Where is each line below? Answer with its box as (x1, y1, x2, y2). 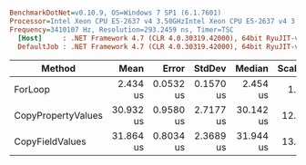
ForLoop (14, 83, 50, 96)
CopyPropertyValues (14, 110, 103, 122)
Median (235, 63, 269, 75)
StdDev (194, 63, 227, 75)
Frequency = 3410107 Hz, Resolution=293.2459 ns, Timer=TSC (9, 24, 234, 34)
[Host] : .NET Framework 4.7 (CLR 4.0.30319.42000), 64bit (17, 34, 262, 43)
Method (40, 63, 76, 75)
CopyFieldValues (14, 135, 87, 148)
